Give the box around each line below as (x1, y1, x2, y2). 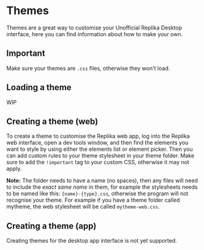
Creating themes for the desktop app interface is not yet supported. (6, 237, 178, 244)
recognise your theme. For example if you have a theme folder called (6, 197, 180, 204)
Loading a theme (6, 82, 72, 93)
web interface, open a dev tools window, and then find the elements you (6, 139, 189, 146)
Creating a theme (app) (6, 221, 97, 231)
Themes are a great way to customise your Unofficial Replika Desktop (6, 24, 183, 31)
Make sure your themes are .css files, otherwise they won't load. (6, 64, 170, 72)
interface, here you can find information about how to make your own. (6, 30, 183, 37)
